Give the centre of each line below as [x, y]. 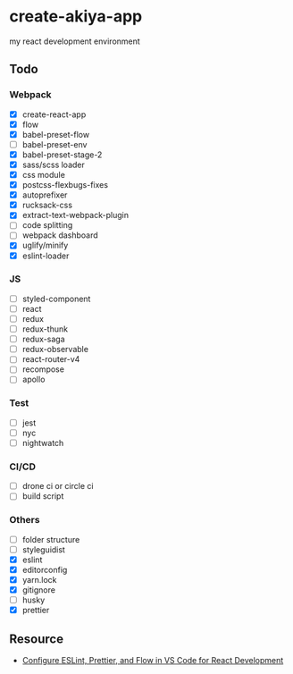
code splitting [47, 225]
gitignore [39, 590]
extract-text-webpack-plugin [75, 215]
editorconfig [45, 569]
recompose [43, 369]
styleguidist [43, 549]
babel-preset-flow [56, 134]
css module [43, 175]
